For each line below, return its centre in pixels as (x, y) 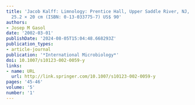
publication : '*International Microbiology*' (62, 55)
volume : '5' (20, 87)
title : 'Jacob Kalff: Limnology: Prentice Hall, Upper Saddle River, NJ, (98, 11)
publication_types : (30, 44)
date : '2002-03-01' (30, 33)
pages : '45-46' (25, 82)
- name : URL (20, 71)
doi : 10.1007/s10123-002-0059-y (45, 60)
